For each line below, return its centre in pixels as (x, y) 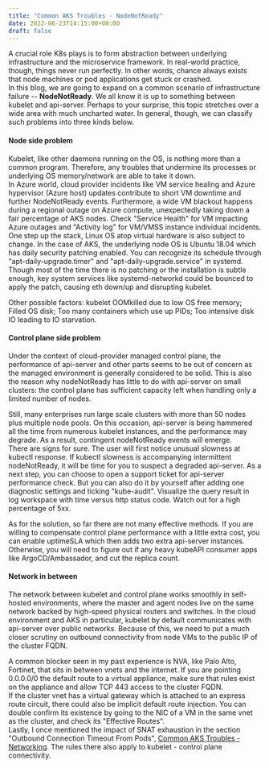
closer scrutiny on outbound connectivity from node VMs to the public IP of (133, 637)
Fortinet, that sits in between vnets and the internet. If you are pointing (125, 670)
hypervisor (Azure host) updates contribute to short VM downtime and (125, 192)
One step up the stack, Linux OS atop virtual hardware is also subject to (126, 235)
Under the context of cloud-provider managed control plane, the (115, 356)
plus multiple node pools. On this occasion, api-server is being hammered (130, 423)
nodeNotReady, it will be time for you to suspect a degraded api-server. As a (135, 465)
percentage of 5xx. (40, 508)
